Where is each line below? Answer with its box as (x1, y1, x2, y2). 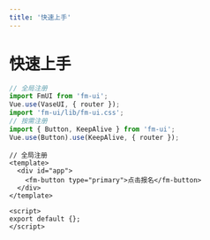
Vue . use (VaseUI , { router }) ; (9, 100, 121, 109)
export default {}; (9, 214, 81, 223)
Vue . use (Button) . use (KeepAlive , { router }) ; (9, 133, 179, 142)
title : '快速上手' (9, 12, 72, 22)
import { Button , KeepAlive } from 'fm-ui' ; (9, 125, 176, 134)
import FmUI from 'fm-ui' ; (9, 92, 109, 101)
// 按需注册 (9, 117, 49, 126)
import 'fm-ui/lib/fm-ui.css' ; (9, 108, 124, 118)
